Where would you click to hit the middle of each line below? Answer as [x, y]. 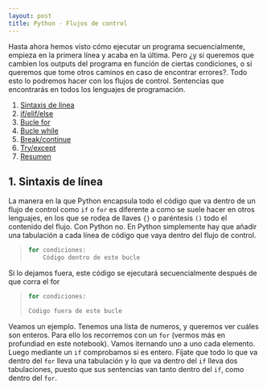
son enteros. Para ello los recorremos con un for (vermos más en [117, 335]
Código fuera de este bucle [75, 311]
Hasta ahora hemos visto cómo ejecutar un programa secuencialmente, [127, 46]
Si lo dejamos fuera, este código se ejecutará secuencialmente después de [133, 273]
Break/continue [45, 139]
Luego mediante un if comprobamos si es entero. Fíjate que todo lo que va [133, 352]
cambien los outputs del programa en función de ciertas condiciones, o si [130, 63]
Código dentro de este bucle [92, 258]
